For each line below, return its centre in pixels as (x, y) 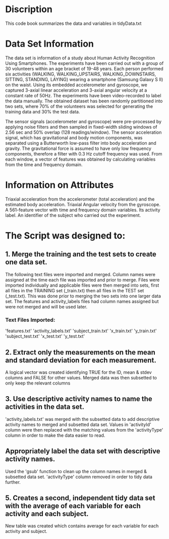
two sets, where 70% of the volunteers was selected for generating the (79, 106)
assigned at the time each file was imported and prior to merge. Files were (82, 280)
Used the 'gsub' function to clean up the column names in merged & (76, 471)
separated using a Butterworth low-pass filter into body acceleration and (81, 143)
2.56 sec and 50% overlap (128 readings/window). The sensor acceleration (83, 132)
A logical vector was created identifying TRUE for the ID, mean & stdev (79, 372)
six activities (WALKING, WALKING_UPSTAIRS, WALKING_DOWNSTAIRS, (81, 74)
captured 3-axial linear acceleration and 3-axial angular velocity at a (76, 90)
